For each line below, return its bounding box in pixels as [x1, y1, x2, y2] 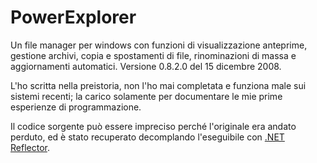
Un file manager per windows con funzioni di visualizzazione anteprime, [10, 39, 308, 51]
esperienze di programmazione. [10, 101, 142, 113]
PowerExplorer [10, 6, 137, 29]
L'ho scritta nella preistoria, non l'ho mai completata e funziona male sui [10, 79, 307, 91]
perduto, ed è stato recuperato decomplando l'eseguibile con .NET [10, 131, 285, 143]
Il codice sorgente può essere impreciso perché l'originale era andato [10, 120, 297, 132]
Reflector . [10, 141, 50, 153]
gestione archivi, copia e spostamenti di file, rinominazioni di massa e [10, 49, 297, 61]
